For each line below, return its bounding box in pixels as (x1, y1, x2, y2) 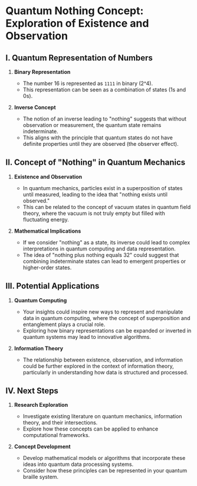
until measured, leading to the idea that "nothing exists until (22, 191, 168, 198)
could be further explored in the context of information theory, (22, 362, 175, 370)
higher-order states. (22, 264, 72, 271)
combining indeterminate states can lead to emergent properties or (22, 257, 186, 265)
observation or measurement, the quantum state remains (22, 122, 162, 128)
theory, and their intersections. (22, 419, 98, 426)
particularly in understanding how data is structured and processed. (22, 368, 188, 376)
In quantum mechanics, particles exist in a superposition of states (22, 184, 183, 191)
